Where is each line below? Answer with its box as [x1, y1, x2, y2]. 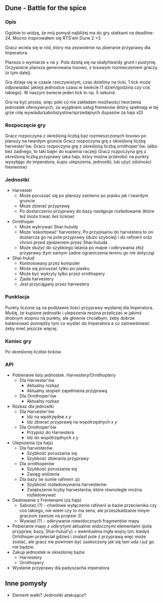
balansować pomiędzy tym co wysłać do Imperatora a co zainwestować [5, 320, 150, 326]
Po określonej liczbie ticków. [5, 349, 62, 354]
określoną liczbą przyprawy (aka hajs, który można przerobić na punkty [5, 153, 149, 159]
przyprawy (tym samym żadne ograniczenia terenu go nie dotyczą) [19, 250, 155, 256]
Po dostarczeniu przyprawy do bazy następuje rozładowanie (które [19, 208, 155, 214]
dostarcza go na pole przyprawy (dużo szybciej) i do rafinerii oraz [19, 234, 152, 240]
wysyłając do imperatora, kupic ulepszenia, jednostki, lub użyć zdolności [5, 159, 152, 165]
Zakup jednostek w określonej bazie [12, 549, 85, 555]
